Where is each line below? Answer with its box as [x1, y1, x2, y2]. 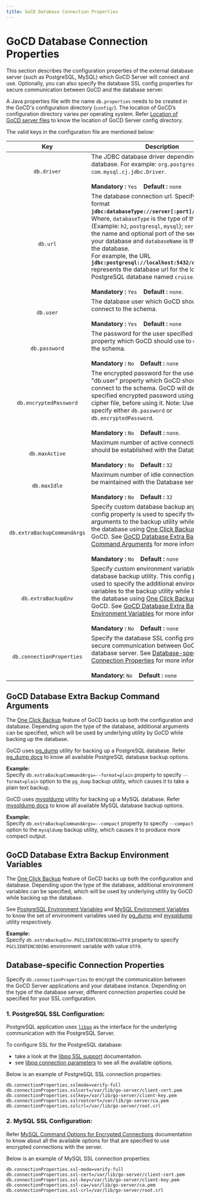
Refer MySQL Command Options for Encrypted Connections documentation [6, 1130, 192, 1137]
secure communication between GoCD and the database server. [6, 86, 164, 93]
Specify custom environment [91, 564, 172, 573]
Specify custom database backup [91, 502, 186, 511]
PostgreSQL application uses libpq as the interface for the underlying [6, 1023, 177, 1031]
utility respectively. [6, 918, 52, 926]
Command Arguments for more [91, 540, 179, 548]
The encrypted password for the [91, 368, 182, 377]
